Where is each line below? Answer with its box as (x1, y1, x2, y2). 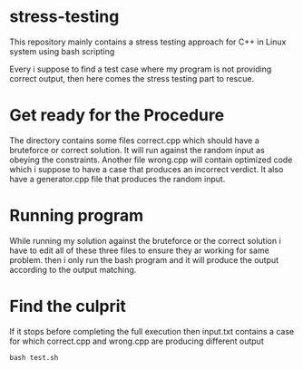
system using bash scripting (9, 45, 115, 56)
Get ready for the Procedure (9, 105, 225, 126)
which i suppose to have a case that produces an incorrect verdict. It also (9, 163, 284, 174)
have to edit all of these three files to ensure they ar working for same (9, 245, 269, 256)
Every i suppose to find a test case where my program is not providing (9, 63, 272, 74)
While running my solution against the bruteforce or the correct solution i (9, 235, 281, 246)
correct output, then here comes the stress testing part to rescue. (9, 73, 255, 83)
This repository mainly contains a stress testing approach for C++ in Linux (9, 36, 287, 47)
